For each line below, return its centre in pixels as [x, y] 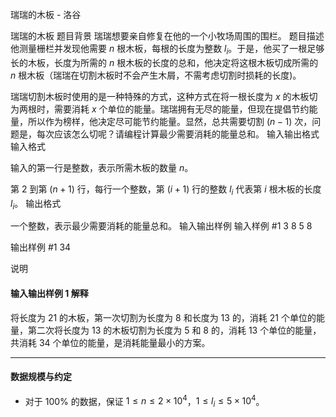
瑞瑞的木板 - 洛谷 [46, 14]
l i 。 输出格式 [36, 204]
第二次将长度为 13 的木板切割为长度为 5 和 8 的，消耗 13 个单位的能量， [174, 330]
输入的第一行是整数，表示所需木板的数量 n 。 [102, 167]
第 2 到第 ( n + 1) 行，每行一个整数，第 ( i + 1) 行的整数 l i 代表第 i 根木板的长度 [166, 190]
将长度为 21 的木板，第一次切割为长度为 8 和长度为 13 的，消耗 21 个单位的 [163, 317]
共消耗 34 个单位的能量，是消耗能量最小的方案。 [110, 342]
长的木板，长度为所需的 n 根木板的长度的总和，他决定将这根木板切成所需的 [164, 62]
